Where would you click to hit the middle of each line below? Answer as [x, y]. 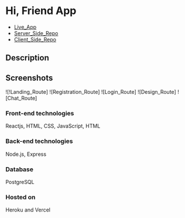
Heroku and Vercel [28, 210]
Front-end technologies [40, 114]
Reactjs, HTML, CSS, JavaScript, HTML [53, 126]
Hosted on [20, 197]
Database [19, 169]
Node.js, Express [26, 154]
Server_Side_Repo [36, 33]
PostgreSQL [20, 182]
